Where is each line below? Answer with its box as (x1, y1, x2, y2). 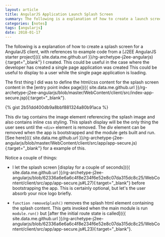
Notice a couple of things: (5, 155, 57, 160)
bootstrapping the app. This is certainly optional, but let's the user (12, 185, 146, 191)
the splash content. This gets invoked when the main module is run (12, 205, 148, 211)
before (132, 180, 145, 186)
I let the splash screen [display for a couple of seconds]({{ (12, 164, 130, 170)
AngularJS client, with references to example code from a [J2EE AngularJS (5, 49, 156, 55)
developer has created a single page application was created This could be (5, 64, 157, 70)
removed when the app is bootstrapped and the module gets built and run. (5, 130, 156, 135)
